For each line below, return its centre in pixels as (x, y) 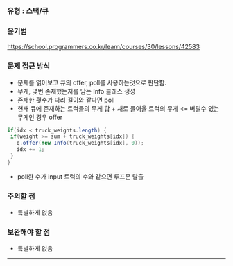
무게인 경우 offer (40, 117)
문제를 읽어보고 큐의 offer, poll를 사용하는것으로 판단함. (92, 82)
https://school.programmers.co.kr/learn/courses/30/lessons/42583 (103, 47)
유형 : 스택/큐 (28, 10)
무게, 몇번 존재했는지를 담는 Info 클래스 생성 (76, 91)
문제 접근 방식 (29, 66)
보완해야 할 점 (29, 232)
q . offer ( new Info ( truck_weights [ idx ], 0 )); (80, 143)
